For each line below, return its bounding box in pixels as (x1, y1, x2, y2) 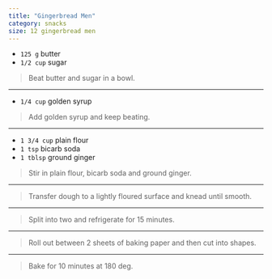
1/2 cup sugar (19, 57, 67, 67)
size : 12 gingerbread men (8, 27, 96, 35)
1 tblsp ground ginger (19, 153, 96, 163)
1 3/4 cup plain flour (19, 135, 89, 146)
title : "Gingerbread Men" (8, 11, 96, 20)
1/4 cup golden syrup (19, 96, 92, 106)
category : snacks (8, 19, 67, 27)
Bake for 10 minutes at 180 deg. (28, 261, 134, 271)
